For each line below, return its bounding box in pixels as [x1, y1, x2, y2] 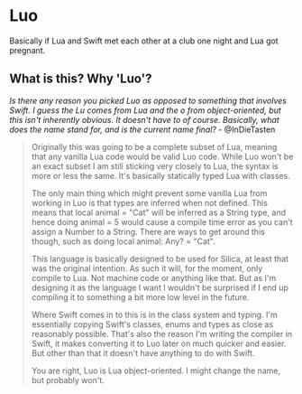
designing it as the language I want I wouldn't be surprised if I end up [31, 282, 288, 293]
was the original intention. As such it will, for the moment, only [31, 263, 263, 274]
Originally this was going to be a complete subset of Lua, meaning [31, 141, 278, 152]
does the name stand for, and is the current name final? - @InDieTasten [9, 124, 276, 135]
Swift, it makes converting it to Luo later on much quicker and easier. [31, 338, 287, 349]
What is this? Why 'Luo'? [9, 71, 152, 87]
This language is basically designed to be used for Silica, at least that [31, 253, 288, 264]
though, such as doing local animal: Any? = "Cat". [31, 236, 215, 247]
